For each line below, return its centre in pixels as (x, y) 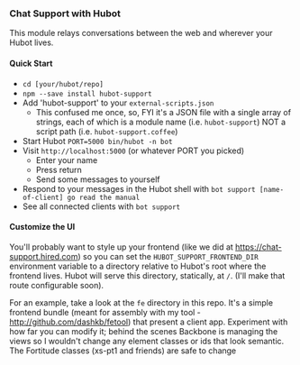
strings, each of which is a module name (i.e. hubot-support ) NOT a (161, 122)
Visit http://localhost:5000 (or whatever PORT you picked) (133, 151)
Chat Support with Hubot (65, 14)
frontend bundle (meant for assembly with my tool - (105, 312)
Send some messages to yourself (98, 179)
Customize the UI (42, 227)
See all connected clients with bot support (101, 206)
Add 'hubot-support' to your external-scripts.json (118, 103)
